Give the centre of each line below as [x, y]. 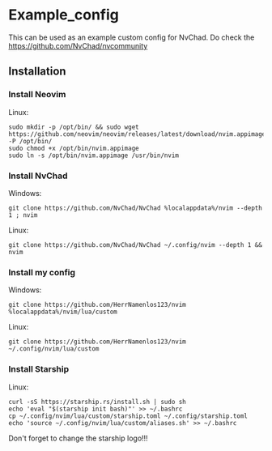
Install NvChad [38, 176]
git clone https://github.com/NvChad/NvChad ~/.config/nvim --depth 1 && [136, 245]
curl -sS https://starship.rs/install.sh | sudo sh [97, 402]
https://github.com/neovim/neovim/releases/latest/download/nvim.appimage [137, 134]
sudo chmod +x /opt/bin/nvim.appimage [74, 148]
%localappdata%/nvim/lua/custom [63, 312]
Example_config [64, 15]
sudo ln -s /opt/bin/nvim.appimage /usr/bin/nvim [94, 155]
